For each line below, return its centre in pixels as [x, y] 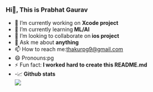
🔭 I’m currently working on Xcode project [66, 23]
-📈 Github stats [35, 74]
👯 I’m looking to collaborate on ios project [67, 36]
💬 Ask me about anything [47, 43]
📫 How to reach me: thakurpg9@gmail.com [69, 49]
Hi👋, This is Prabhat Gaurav [47, 10]
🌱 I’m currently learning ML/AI [52, 29]
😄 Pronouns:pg [34, 58]
